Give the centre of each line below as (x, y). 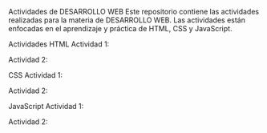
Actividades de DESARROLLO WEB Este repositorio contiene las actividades (133, 12)
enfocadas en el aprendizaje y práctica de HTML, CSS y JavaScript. (120, 28)
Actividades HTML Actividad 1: (59, 44)
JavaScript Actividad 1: (46, 106)
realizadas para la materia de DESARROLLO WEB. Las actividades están (127, 20)
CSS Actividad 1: (35, 75)
